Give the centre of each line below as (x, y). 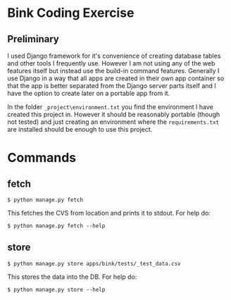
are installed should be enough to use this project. (80, 129)
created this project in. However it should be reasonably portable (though (114, 114)
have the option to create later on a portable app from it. (89, 93)
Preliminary (33, 39)
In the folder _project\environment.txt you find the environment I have (110, 107)
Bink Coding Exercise (71, 13)
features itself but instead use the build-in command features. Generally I (113, 71)
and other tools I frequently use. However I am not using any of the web (111, 63)
